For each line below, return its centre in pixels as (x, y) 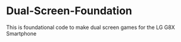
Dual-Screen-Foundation (69, 11)
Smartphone (21, 33)
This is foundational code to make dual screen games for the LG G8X (90, 27)
